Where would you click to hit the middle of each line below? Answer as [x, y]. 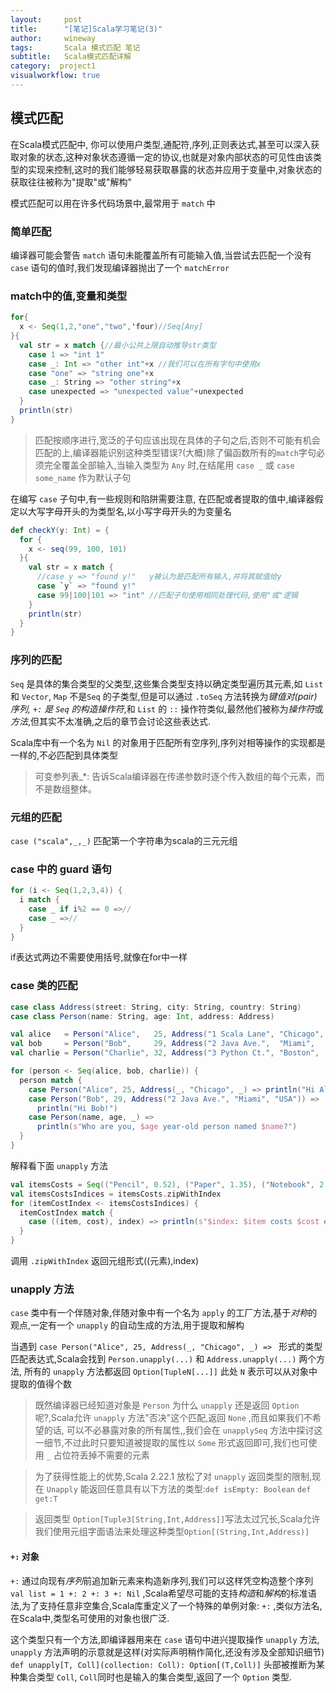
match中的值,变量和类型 [69, 296]
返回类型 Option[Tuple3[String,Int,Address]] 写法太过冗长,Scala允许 [177, 1519]
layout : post [46, 19]
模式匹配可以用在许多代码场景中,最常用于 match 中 [113, 203]
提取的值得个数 [41, 1384]
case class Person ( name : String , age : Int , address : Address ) [142, 1016]
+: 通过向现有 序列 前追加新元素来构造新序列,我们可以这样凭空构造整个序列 [162, 1580]
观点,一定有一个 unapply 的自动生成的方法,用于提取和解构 [127, 1325]
